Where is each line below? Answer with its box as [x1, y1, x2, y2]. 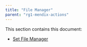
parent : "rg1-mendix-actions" [5, 12, 69, 17]
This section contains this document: [5, 26, 82, 32]
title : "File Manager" [5, 7, 53, 13]
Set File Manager [12, 36, 49, 42]
